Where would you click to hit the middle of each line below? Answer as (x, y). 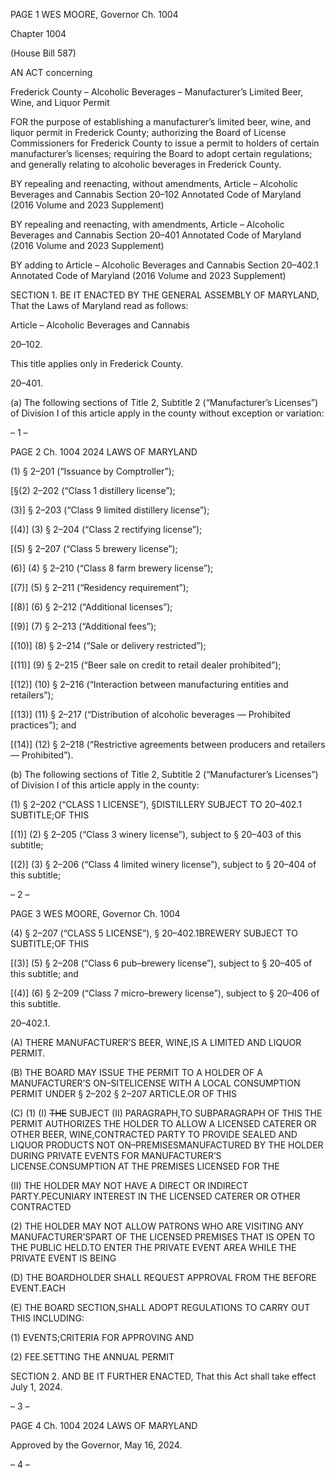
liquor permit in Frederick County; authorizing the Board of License (148, 132)
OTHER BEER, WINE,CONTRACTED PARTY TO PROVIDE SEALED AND (154, 1134)
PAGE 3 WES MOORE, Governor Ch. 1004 (95, 913)
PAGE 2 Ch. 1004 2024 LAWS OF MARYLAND (104, 452)
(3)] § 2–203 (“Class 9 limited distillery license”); (110, 510)
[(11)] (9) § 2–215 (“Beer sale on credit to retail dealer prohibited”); (146, 665)
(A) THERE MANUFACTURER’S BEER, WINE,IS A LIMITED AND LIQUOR (156, 1042)
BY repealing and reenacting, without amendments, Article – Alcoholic (154, 183)
